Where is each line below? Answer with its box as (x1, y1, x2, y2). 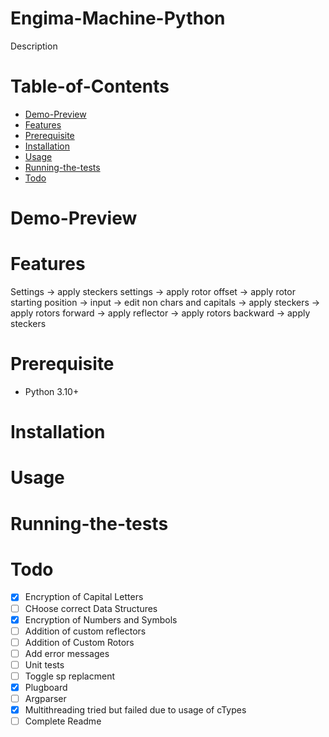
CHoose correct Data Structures (24, 602, 158, 614)
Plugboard (24, 681, 68, 693)
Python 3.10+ (24, 385, 80, 397)
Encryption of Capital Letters (24, 591, 144, 603)
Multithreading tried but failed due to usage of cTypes (24, 704, 247, 716)
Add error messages (24, 647, 110, 659)
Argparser (24, 693, 67, 704)
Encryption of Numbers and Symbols (24, 613, 178, 626)
